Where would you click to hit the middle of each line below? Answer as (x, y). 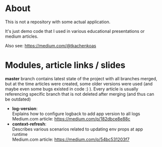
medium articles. (22, 36)
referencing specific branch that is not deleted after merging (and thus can (80, 94)
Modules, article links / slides (65, 65)
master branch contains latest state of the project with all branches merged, (81, 78)
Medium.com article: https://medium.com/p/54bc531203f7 (71, 139)
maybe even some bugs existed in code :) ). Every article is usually (72, 89)
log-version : (25, 108)
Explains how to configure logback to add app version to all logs (76, 114)
